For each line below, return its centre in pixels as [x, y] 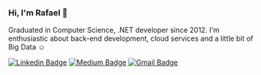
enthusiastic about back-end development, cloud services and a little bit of [131, 38]
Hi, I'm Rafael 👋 [38, 13]
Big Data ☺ [27, 47]
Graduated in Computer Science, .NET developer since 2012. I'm [114, 30]
